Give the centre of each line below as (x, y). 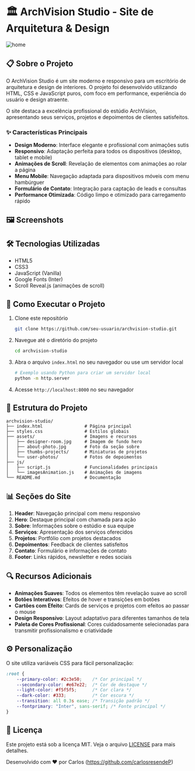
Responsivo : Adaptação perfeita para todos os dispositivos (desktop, (98, 151)
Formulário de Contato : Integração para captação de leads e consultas (100, 189)
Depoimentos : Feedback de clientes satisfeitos (71, 545)
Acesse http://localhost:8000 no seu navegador (74, 389)
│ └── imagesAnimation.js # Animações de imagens (74, 473)
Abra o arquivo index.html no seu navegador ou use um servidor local (99, 362)
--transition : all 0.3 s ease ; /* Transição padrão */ (83, 701)
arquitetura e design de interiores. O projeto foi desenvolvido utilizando (92, 87)
